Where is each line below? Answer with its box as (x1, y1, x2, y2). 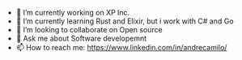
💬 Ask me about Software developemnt (15, 33, 147, 43)
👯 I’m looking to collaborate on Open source (15, 25, 163, 34)
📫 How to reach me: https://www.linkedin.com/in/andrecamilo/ (15, 43, 227, 52)
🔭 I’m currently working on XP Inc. (15, 8, 130, 17)
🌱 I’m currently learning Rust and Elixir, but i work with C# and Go (15, 16, 234, 26)
